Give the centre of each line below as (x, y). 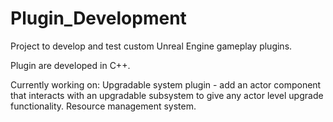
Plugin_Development (98, 18)
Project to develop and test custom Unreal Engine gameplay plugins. (151, 46)
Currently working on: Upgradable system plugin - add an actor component (166, 84)
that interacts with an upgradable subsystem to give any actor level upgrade (167, 95)
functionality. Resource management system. (103, 106)
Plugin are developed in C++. (70, 65)
